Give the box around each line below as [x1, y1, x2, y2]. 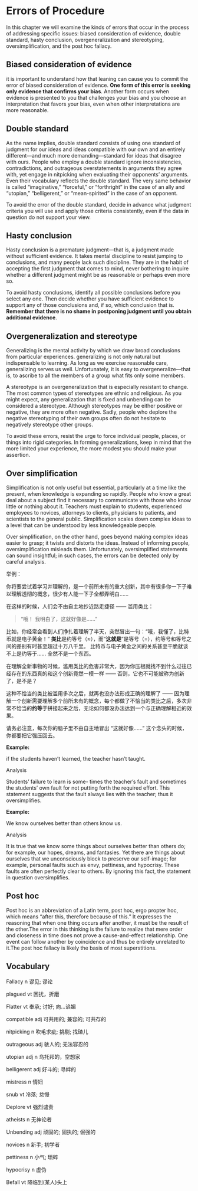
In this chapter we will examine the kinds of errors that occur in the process [6, 24, 190, 31]
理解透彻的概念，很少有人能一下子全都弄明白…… [11, 590, 129, 597]
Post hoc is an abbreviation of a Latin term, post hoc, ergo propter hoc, [6, 907, 179, 914]
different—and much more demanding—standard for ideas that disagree [6, 152, 181, 159]
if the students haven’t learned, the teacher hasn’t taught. [6, 755, 146, 762]
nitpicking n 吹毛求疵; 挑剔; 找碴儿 [6, 1028, 88, 1035]
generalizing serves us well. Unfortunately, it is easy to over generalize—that [6, 366, 191, 373]
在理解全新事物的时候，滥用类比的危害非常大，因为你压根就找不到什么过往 [6, 663, 187, 669]
